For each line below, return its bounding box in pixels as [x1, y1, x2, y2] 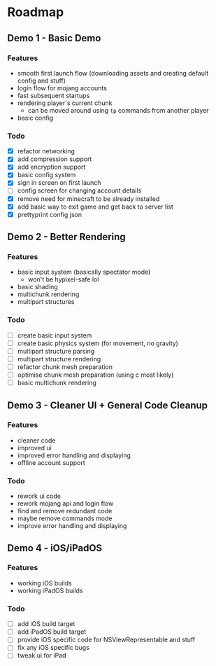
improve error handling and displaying [17, 522, 127, 530]
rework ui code [17, 492, 62, 501]
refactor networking [17, 147, 75, 155]
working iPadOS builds [17, 586, 83, 595]
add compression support [17, 155, 92, 163]
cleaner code [17, 436, 56, 445]
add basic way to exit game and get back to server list [17, 202, 173, 211]
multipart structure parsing [17, 347, 95, 355]
